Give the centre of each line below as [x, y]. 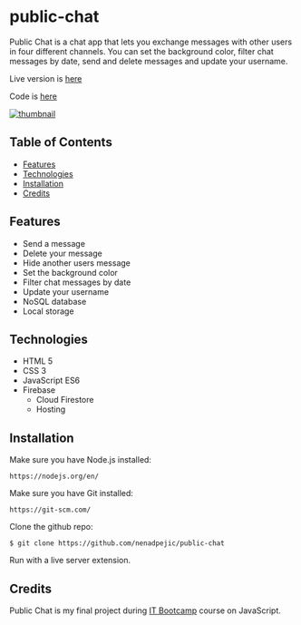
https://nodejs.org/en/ [54, 477]
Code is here [33, 96]
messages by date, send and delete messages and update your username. [149, 61]
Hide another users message [77, 263]
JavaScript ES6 [51, 381]
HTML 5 [38, 361]
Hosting [51, 409]
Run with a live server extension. [70, 561]
